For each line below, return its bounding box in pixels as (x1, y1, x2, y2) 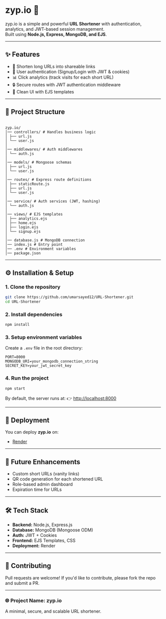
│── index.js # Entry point (5, 242, 63, 247)
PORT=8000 (5, 354, 26, 360)
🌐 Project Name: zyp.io (5, 597, 62, 604)
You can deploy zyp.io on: (5, 429, 59, 435)
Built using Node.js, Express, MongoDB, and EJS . (5, 31, 107, 37)
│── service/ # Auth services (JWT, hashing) (5, 199, 100, 204)
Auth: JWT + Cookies (12, 532, 57, 538)
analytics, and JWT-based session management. (5, 26, 105, 32)
